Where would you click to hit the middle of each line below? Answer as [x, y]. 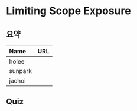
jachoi [17, 80]
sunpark [21, 71]
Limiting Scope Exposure [68, 11]
